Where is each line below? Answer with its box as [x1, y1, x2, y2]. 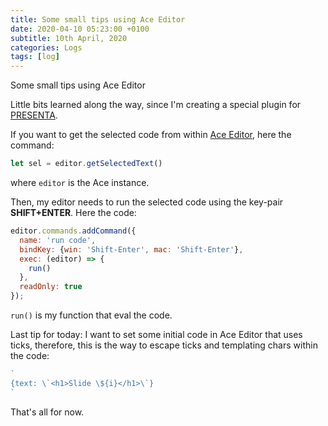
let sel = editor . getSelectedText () [10, 159, 163, 169]
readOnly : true [19, 282, 83, 292]
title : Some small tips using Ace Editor [10, 14, 186, 25]
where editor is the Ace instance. [10, 177, 150, 188]
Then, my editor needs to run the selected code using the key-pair [10, 196, 284, 208]
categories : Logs [10, 42, 83, 53]
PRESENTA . [10, 109, 58, 121]
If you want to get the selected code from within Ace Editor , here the [10, 129, 292, 141]
